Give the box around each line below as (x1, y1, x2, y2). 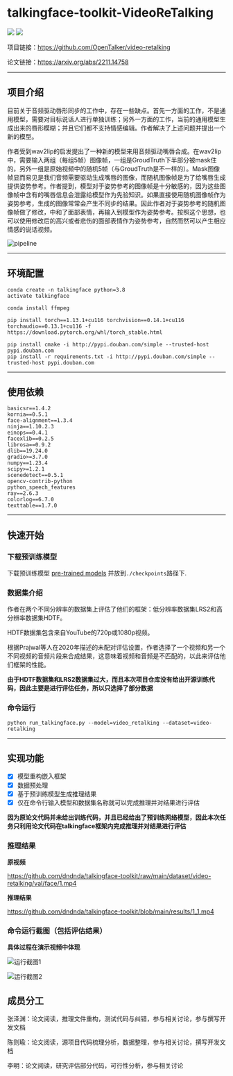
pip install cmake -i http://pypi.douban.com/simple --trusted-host (7, 341, 209, 348)
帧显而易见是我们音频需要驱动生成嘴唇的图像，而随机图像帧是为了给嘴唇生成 (7, 173, 226, 181)
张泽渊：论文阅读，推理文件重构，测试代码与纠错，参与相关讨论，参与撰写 (7, 1015, 220, 1023)
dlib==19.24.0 (7, 448, 49, 455)
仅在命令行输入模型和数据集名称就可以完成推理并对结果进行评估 (17, 798, 200, 807)
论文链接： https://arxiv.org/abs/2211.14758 (7, 58, 129, 66)
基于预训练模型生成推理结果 (17, 789, 97, 798)
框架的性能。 (12, 661, 50, 669)
